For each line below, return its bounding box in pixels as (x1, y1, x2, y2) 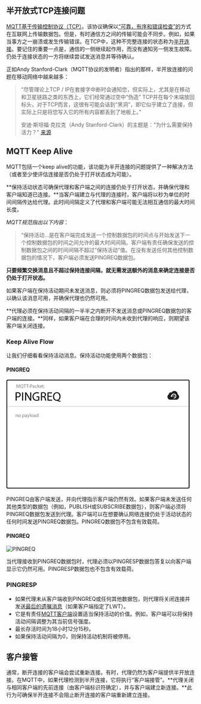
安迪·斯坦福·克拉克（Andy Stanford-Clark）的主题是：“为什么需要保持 (20, 121, 193, 128)
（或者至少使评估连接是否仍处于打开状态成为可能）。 (6, 170, 135, 178)
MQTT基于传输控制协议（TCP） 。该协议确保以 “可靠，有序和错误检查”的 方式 (6, 23, 191, 30)
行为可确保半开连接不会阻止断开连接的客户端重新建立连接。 (6, 691, 153, 699)
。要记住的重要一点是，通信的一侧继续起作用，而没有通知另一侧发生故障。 (11, 45, 195, 52)
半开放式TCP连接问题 (6, 5, 86, 16)
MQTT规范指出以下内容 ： (6, 218, 69, 226)
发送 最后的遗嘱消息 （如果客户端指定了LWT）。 (14, 603, 129, 610)
